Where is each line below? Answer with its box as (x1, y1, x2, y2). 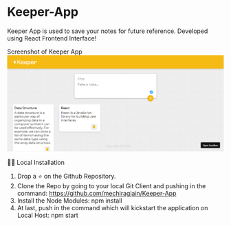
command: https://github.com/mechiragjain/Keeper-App (16, 190, 177, 198)
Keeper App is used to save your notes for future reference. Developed (7, 27, 208, 35)
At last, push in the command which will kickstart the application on (16, 204, 208, 212)
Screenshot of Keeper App (7, 47, 82, 56)
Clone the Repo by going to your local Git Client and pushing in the (16, 182, 206, 190)
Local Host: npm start (16, 211, 79, 220)
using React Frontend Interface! (7, 34, 97, 42)
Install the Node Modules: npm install (16, 196, 122, 205)
